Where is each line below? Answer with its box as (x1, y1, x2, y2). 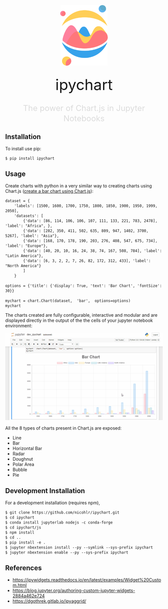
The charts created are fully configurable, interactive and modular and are (5, 312, 157, 318)
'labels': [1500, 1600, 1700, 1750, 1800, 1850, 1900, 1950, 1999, (14, 203, 157, 209)
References (5, 564, 42, 572)
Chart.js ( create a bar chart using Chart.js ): (5, 188, 93, 194)
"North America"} (5, 263, 41, 269)
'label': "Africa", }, (5, 223, 52, 229)
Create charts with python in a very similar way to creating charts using (5, 183, 152, 189)
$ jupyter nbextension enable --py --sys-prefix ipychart (5, 550, 128, 555)
